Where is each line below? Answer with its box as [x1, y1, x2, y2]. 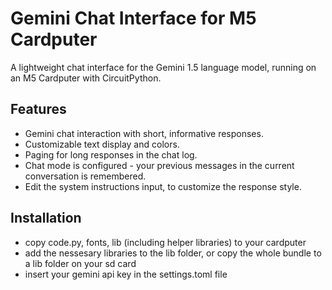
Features [10, 101, 67, 118]
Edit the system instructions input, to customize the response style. [24, 180, 302, 192]
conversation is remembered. [24, 170, 147, 182]
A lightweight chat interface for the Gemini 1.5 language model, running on [10, 61, 317, 73]
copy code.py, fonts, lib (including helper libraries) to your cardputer [24, 236, 307, 248]
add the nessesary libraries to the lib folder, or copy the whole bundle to [24, 247, 322, 259]
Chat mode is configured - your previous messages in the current [24, 159, 295, 171]
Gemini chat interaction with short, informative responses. [24, 127, 264, 139]
